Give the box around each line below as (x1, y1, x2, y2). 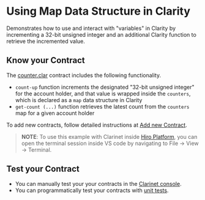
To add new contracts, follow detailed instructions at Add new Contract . (6, 121, 188, 128)
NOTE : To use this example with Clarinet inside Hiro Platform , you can (21, 133, 198, 140)
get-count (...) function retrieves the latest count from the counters (15, 103, 190, 110)
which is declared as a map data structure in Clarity (15, 96, 143, 103)
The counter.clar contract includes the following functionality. (6, 72, 161, 79)
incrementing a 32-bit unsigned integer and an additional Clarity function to (6, 31, 197, 38)
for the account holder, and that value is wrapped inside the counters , (15, 90, 191, 97)
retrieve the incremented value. (6, 37, 86, 45)
